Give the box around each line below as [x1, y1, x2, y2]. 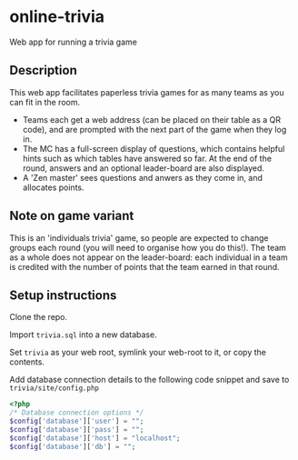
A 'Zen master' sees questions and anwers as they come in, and [22, 172, 263, 183]
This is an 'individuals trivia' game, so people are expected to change [9, 232, 269, 243]
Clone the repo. [9, 312, 68, 323]
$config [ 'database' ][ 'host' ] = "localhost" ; [9, 434, 181, 443]
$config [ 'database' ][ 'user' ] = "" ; [9, 416, 144, 426]
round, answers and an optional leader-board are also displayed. [22, 162, 265, 174]
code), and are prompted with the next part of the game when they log [22, 124, 287, 135]
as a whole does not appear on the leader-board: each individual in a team [9, 252, 288, 263]
